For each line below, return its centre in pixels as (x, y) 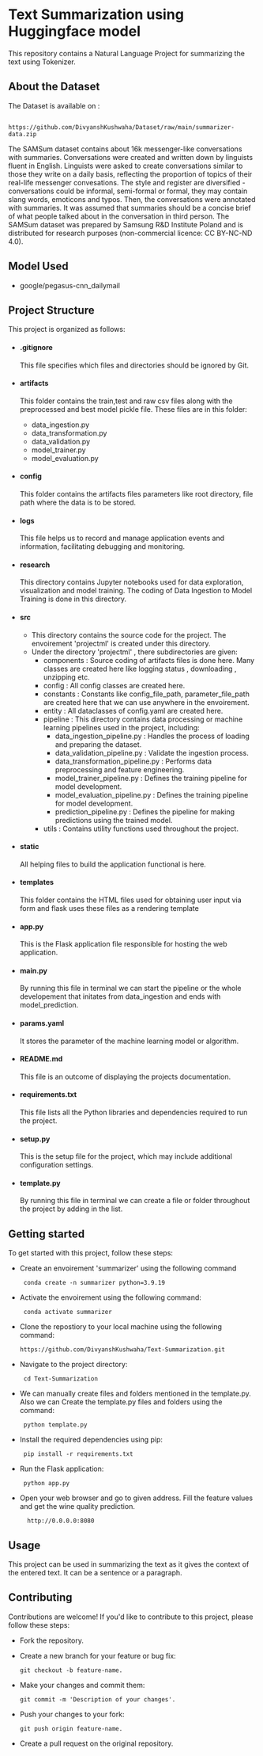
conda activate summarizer (68, 1312)
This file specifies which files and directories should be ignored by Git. (134, 365)
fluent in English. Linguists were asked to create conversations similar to (126, 166)
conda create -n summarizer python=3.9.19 (94, 1283)
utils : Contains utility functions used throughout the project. (141, 828)
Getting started (47, 1234)
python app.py (47, 1484)
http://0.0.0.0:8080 (61, 1521)
